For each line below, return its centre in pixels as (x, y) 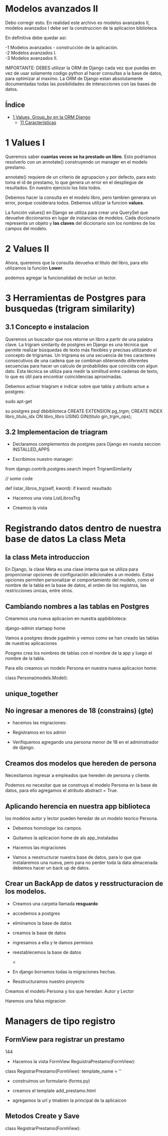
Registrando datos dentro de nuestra (83, 528)
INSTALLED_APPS (31, 449)
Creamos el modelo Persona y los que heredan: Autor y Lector (70, 991)
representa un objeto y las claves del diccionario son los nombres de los (80, 223)
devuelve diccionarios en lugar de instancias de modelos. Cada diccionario (83, 218)
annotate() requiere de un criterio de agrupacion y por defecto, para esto (81, 177)
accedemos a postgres (36, 913)
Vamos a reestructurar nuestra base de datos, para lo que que (77, 857)
